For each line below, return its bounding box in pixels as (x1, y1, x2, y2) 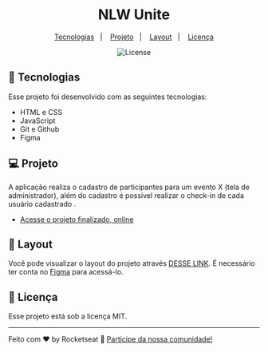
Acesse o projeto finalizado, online (19, 214, 134, 224)
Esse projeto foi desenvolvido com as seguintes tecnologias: (8, 92, 207, 101)
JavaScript (19, 116, 56, 125)
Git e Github (19, 124, 60, 133)
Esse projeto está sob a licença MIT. (8, 311, 128, 321)
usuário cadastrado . (8, 199, 77, 208)
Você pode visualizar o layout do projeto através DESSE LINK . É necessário (8, 259, 255, 268)
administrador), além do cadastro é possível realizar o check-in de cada (8, 190, 245, 200)
